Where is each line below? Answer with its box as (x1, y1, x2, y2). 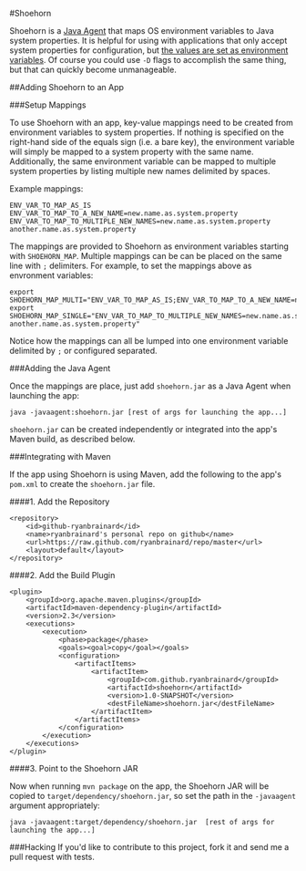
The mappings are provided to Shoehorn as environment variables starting (9, 241, 290, 252)
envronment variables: (9, 270, 94, 281)
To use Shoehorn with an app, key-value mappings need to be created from (9, 118, 293, 128)
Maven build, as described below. (9, 433, 136, 444)
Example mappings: (9, 183, 84, 194)
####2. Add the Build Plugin (9, 570, 116, 580)
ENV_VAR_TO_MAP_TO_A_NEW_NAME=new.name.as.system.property (9, 209, 239, 218)
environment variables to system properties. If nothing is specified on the (9, 127, 284, 138)
